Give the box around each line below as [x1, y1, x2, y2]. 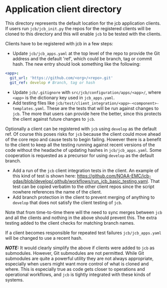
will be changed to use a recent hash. [5, 235, 83, 241]
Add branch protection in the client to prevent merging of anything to [12, 194, 155, 200]
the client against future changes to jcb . [12, 116, 95, 122]
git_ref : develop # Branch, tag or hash [10, 80, 95, 85]
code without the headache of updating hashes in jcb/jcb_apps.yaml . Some [5, 147, 162, 153]
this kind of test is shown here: [12, 172, 76, 179]
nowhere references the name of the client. [12, 188, 102, 195]
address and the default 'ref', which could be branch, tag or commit [12, 55, 152, 61]
